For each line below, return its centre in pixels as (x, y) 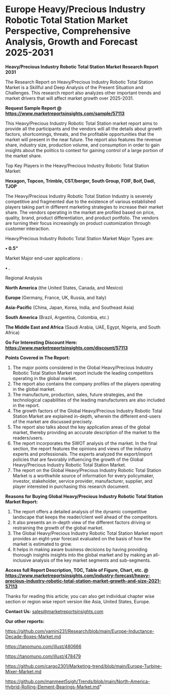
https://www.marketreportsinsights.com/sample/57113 (65, 113)
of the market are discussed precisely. (53, 421)
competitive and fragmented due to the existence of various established (81, 201)
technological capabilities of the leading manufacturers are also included (89, 400)
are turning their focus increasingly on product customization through (78, 223)
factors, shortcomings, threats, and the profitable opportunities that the (80, 134)
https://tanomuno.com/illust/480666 (43, 646)
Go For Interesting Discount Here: (41, 342)
